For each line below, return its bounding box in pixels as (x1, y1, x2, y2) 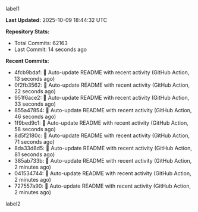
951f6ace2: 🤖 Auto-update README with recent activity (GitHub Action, (14, 94, 190, 101)
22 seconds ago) (14, 88, 56, 94)
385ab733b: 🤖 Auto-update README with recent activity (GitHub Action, (14, 157, 192, 164)
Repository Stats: (5, 28, 50, 35)
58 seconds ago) (14, 126, 56, 132)
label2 (5, 200, 21, 207)
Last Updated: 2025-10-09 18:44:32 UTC (5, 17, 108, 23)
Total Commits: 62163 (14, 40, 68, 46)
